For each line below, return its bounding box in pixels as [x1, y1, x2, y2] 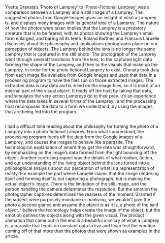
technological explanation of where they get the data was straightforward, [5, 145, 155, 150]
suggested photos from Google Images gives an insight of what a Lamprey [5, 15, 157, 20]
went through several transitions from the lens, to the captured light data [5, 57, 152, 62]
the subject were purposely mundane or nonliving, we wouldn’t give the [5, 197, 151, 202]
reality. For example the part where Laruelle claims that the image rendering [5, 171, 159, 176]
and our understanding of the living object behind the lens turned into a [5, 160, 150, 166]
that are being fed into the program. [5, 109, 78, 115]
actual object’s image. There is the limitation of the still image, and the [5, 181, 147, 186]
